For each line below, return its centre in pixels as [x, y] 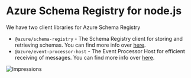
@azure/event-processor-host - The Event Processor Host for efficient [100, 51]
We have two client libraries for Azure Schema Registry [73, 27]
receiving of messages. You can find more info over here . [85, 57]
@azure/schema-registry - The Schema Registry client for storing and [99, 38]
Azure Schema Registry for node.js [94, 11]
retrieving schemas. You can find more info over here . [80, 45]
